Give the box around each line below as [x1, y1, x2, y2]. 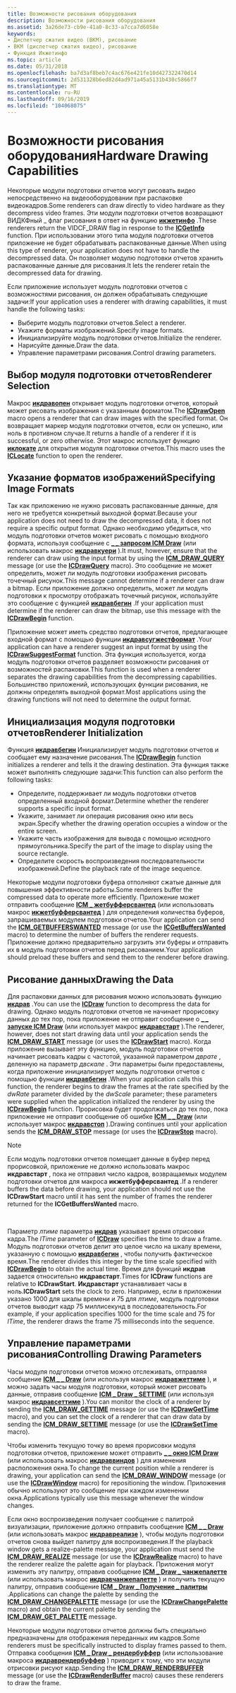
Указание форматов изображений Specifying [7, 472, 216, 484]
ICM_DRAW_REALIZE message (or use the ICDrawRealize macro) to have [7, 1552, 223, 1561]
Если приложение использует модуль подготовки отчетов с [7, 282, 188, 290]
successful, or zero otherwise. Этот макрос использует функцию [7, 436, 200, 445]
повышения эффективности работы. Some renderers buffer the [7, 886, 193, 894]
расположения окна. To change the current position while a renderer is [7, 1463, 215, 1472]
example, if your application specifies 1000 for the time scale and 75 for [7, 1309, 216, 1318]
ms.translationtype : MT [7, 83, 77, 90]
